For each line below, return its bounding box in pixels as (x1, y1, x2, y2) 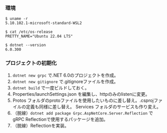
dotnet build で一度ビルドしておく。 (12, 85, 90, 91)
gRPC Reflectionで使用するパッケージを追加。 (12, 116, 108, 122)
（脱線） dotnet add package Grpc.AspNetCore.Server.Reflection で (12, 110, 153, 116)
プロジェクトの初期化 (5, 59, 57, 66)
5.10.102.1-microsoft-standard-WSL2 (5, 21, 82, 26)
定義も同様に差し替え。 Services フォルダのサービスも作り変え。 (26, 103, 161, 109)
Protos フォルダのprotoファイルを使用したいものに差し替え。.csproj (12, 97, 154, 103)
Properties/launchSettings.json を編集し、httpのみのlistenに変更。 (12, 91, 150, 97)
